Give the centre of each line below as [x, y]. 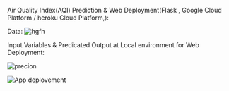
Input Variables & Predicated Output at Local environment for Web [104, 45]
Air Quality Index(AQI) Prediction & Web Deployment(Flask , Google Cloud [115, 10]
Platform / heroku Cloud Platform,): [58, 18]
